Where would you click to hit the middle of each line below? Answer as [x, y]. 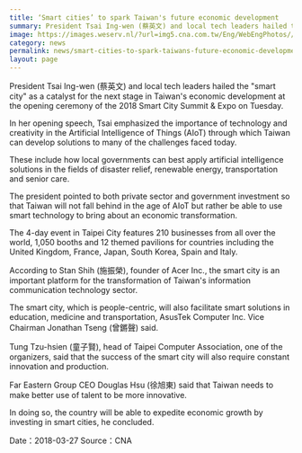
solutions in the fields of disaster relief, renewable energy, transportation [144, 169]
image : [22, 34]
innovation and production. [59, 366]
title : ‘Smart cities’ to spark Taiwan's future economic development [144, 18]
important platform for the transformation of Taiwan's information [130, 280]
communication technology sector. [73, 290]
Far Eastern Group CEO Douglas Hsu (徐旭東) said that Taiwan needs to [142, 385]
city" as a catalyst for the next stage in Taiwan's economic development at [147, 96]
